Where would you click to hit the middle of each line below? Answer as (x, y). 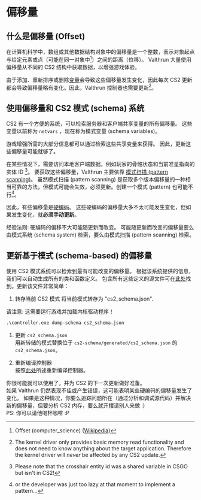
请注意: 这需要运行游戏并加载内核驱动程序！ (60, 311)
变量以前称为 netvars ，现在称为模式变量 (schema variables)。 (83, 131)
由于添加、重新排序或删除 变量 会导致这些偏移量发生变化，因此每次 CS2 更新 (99, 80)
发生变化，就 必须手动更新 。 (45, 215)
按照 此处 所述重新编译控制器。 (51, 370)
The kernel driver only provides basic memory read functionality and (99, 442)
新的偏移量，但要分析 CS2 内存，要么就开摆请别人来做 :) (76, 405)
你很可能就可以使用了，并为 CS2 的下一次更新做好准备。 (76, 383)
